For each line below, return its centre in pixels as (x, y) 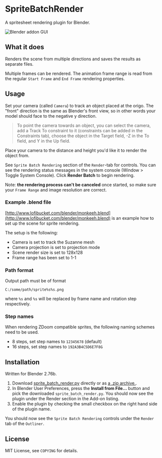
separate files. (19, 64)
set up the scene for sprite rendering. (42, 223)
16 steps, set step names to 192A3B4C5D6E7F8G (57, 347)
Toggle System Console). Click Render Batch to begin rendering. (70, 175)
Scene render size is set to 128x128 (48, 252)
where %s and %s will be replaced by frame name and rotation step (71, 299)
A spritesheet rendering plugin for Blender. (48, 22)
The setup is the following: (32, 232)
